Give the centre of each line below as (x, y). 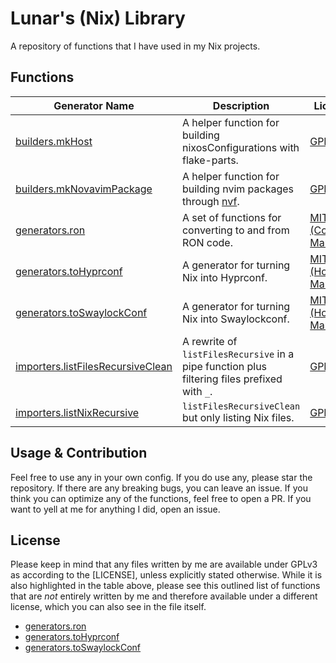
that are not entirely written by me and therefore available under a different (164, 596)
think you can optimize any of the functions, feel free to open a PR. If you (161, 498)
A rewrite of (209, 341)
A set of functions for (231, 217)
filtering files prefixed (232, 379)
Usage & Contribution (79, 453)
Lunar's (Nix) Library (98, 18)
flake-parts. (210, 160)
